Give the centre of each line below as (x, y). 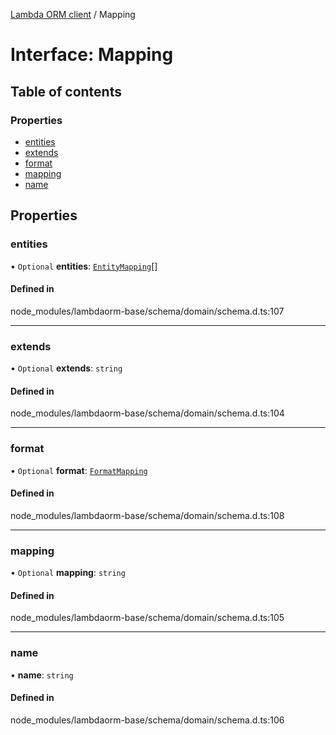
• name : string (42, 675)
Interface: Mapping (92, 55)
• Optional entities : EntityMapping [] (84, 266)
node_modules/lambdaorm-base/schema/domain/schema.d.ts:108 (147, 515)
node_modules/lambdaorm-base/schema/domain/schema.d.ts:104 (147, 413)
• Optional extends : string (66, 368)
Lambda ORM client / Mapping (73, 14)
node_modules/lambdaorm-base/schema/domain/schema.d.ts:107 (147, 311)
